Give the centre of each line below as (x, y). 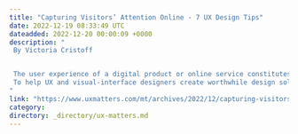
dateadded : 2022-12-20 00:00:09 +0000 (81, 34)
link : (19, 99)
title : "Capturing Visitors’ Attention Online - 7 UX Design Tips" (137, 17)
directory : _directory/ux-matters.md (79, 115)
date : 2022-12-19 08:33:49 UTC (67, 26)
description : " (37, 42)
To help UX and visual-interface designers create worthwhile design (144, 83)
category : (27, 107)
